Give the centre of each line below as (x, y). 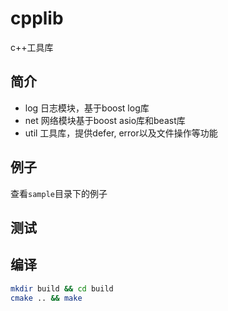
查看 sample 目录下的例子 (59, 193)
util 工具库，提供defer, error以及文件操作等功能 (121, 133)
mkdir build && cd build (62, 288)
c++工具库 (32, 47)
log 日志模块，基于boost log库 (87, 108)
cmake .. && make (46, 298)
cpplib (37, 18)
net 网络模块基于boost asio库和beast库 (105, 120)
